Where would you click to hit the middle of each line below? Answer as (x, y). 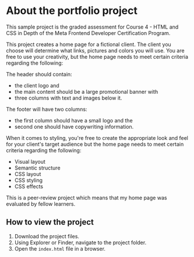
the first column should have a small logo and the (73, 120)
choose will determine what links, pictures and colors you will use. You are (95, 50)
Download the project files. (47, 236)
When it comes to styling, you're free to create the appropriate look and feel (97, 138)
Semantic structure (37, 168)
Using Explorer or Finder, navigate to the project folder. (80, 242)
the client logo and (37, 85)
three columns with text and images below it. (68, 98)
